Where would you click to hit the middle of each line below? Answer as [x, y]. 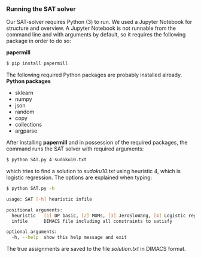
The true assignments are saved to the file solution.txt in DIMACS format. [96, 249]
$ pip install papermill [37, 64]
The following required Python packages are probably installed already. [94, 75]
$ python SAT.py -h [31, 189]
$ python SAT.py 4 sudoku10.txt [46, 160]
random [25, 112]
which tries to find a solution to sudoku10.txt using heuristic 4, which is [94, 171]
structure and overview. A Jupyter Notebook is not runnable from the [91, 28]
